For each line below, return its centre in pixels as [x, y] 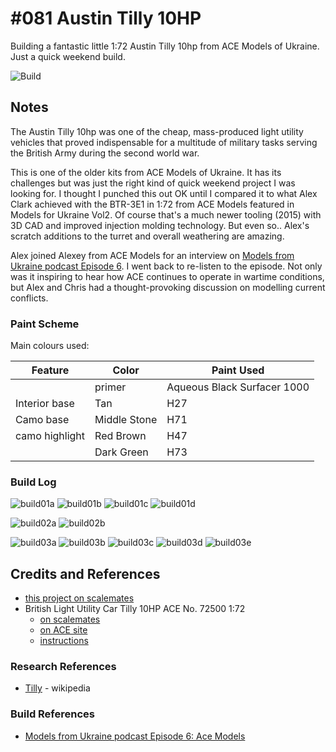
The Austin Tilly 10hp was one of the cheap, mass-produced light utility [157, 131]
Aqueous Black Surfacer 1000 [238, 387]
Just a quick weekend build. [68, 56]
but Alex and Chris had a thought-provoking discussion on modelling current [168, 287]
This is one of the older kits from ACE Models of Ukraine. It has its [146, 172]
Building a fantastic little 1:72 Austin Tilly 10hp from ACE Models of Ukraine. [165, 46]
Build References [52, 714]
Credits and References [85, 573]
